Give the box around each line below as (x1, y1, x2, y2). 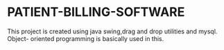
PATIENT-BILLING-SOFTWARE (7, 4, 185, 20)
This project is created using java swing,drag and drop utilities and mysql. (7, 27, 218, 35)
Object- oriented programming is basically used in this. (7, 34, 164, 42)
